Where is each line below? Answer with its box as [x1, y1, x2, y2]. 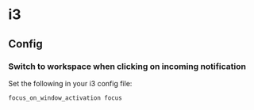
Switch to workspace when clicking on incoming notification [8, 61, 246, 72]
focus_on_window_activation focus [8, 93, 123, 102]
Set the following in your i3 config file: [8, 78, 133, 88]
